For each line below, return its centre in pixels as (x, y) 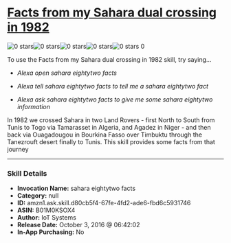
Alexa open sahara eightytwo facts (67, 73)
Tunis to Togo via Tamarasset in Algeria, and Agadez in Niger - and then (109, 127)
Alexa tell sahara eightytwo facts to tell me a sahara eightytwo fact (112, 86)
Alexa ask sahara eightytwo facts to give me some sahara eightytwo (115, 99)
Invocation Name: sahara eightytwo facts (76, 188)
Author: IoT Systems (47, 218)
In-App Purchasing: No (51, 232)
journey (18, 149)
